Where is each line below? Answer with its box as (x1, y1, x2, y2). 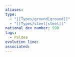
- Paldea (9, 35, 28, 40)
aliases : (5, 7, 23, 12)
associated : (5, 44, 30, 49)
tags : (5, 30, 16, 35)
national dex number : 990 (5, 26, 59, 31)
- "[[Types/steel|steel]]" (9, 21, 66, 26)
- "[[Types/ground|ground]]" (9, 16, 70, 21)
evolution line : (5, 40, 39, 45)
